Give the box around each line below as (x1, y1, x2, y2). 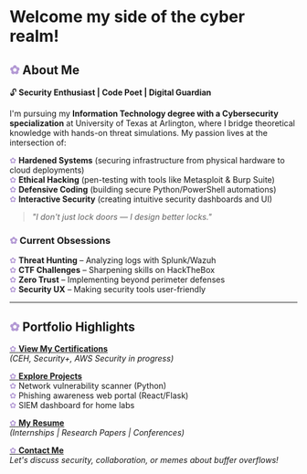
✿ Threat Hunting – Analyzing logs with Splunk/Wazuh (9, 255, 217, 266)
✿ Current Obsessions (9, 234, 111, 247)
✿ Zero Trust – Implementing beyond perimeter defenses (9, 274, 226, 285)
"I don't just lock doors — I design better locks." (31, 212, 213, 222)
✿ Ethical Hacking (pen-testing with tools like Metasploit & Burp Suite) (9, 174, 276, 184)
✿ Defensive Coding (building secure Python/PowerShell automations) (9, 184, 277, 195)
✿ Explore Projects (9, 371, 82, 382)
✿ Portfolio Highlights (9, 319, 135, 334)
